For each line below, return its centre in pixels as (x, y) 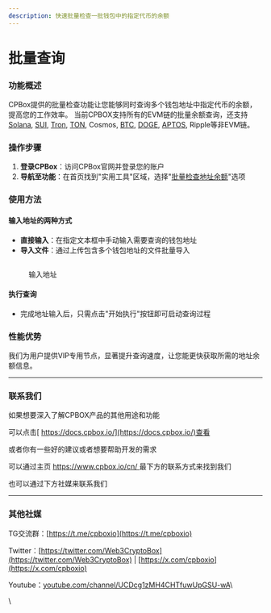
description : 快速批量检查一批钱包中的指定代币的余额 (89, 16)
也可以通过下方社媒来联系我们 (58, 484)
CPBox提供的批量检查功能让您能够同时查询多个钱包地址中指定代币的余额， (133, 105)
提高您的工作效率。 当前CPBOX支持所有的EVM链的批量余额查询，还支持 (128, 115)
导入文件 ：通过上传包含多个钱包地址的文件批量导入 (105, 250)
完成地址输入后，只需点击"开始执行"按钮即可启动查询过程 (115, 313)
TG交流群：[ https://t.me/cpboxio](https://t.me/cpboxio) (100, 533)
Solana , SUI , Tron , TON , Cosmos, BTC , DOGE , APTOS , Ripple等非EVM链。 (131, 125)
